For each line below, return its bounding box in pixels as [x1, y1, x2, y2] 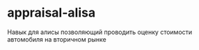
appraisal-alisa [7, 5, 96, 21]
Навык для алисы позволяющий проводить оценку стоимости [7, 28, 193, 36]
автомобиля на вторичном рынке [7, 35, 106, 43]
